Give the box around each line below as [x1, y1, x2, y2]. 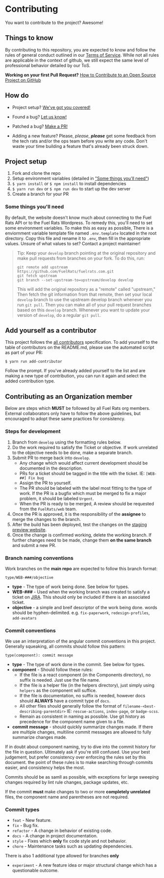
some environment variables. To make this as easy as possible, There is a [5, 225, 153, 231]
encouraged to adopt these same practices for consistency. [5, 416, 126, 422]
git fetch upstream [17, 273, 57, 278]
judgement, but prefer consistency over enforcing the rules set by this [5, 754, 146, 760]
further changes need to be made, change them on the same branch [12, 537, 152, 543]
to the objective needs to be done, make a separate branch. [12, 450, 133, 455]
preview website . [12, 526, 47, 532]
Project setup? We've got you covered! [12, 104, 91, 110]
